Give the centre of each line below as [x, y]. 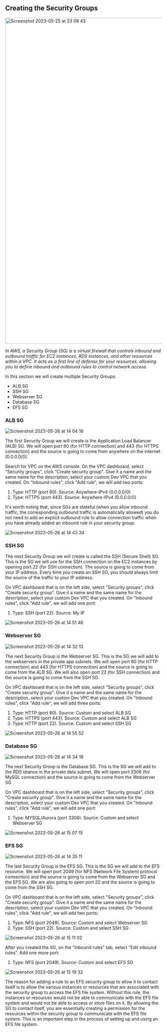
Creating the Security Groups [52, 8]
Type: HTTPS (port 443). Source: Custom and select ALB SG [74, 718]
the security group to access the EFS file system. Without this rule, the [77, 993]
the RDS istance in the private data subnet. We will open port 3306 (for [78, 772]
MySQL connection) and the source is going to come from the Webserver [80, 777]
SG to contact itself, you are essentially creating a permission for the [75, 1009]
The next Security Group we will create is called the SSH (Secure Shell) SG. [82, 556]
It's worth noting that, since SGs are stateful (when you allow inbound [77, 507]
